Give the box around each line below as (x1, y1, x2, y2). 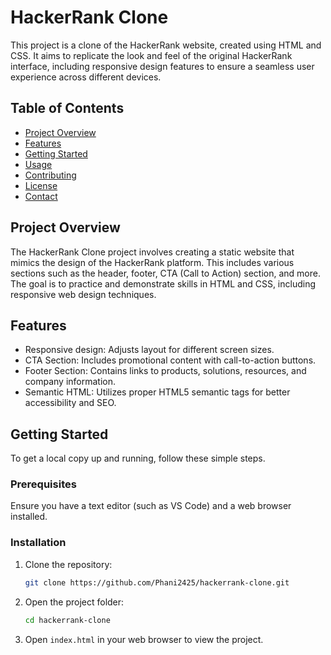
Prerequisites (10, 477, 77, 491)
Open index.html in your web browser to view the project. (24, 633, 264, 645)
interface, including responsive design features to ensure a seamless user (10, 60, 315, 72)
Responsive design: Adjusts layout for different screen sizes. (24, 344, 275, 356)
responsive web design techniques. (10, 288, 157, 300)
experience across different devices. (10, 71, 162, 83)
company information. (24, 376, 117, 388)
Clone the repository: (24, 558, 113, 570)
